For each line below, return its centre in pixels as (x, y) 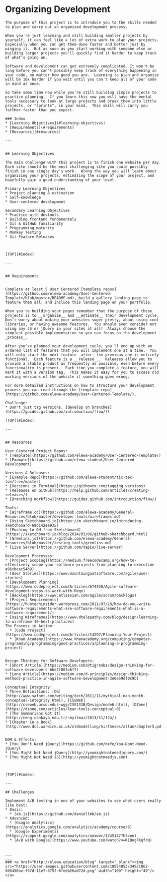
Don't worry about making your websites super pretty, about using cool (82, 320)
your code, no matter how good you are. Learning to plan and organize (82, 75)
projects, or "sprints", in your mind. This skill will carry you (77, 105)
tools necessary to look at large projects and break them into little (81, 101)
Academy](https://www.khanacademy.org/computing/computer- (90, 639)
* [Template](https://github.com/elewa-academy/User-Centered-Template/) (83, 455)
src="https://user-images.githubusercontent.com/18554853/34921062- (78, 866)
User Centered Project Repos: (37, 451)
